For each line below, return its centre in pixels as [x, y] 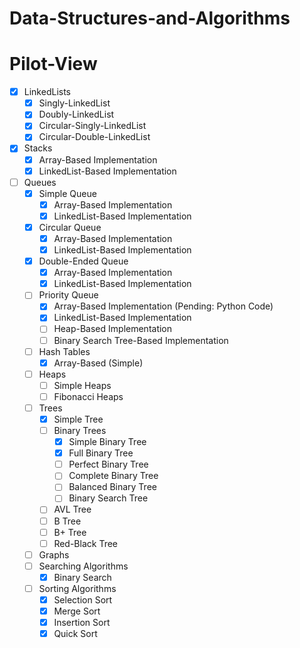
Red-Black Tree [85, 543]
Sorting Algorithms [77, 588]
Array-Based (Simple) [98, 363]
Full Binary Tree [101, 453]
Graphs [54, 554]
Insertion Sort [82, 623]
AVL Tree [72, 509]
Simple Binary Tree [107, 442]
